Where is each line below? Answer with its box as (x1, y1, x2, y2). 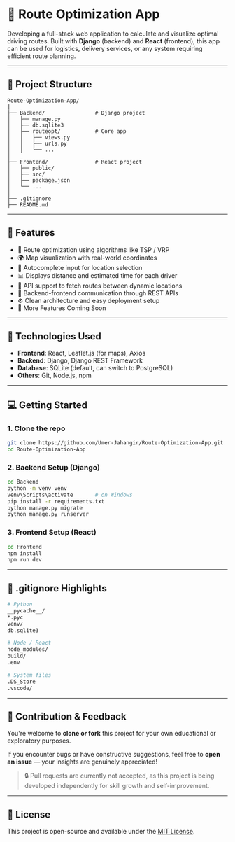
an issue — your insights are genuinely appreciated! (7, 757, 158, 766)
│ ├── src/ (7, 171, 45, 178)
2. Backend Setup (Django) (7, 462, 100, 472)
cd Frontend (7, 543, 42, 550)
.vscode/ (7, 685, 33, 692)
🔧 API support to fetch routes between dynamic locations (17, 281, 183, 290)
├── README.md (7, 201, 49, 209)
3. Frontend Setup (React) (7, 528, 97, 538)
